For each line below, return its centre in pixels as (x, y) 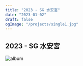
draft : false (19, 19)
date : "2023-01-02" (26, 15)
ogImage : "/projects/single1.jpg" (42, 24)
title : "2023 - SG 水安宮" (33, 10)
